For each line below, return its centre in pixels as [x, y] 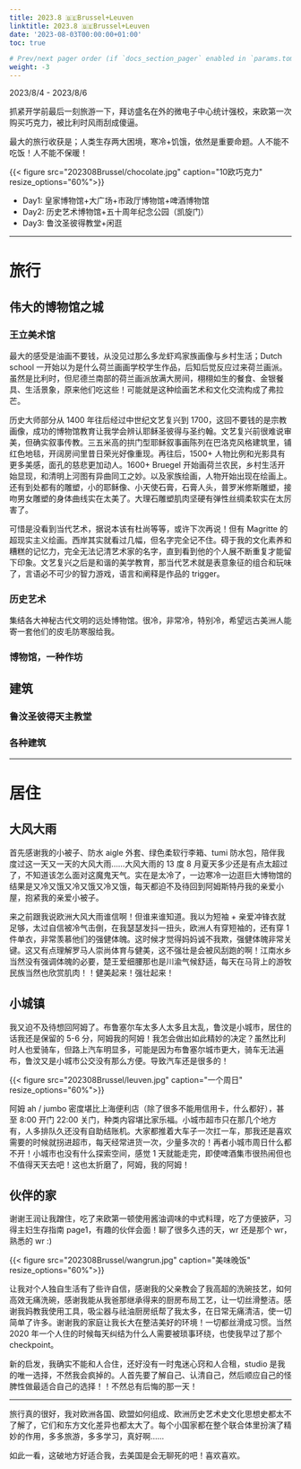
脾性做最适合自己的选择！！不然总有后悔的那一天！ [103, 1386]
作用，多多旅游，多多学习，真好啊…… [95, 1437]
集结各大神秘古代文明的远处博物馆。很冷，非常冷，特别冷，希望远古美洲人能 [150, 620]
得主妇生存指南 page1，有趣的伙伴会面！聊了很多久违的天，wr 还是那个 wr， [150, 1230]
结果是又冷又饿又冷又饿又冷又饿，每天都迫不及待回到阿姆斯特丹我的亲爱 [142, 886]
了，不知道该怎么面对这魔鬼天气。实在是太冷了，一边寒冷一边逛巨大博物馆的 [150, 875]
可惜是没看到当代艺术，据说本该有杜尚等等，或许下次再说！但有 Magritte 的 [149, 528]
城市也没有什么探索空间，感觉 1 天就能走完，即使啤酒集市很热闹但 [162, 1153]
